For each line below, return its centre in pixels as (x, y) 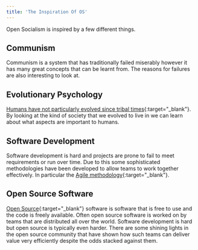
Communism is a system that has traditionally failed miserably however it (97, 63)
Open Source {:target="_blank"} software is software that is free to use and (99, 208)
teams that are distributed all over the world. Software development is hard (99, 221)
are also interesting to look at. (43, 76)
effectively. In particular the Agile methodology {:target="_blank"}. (88, 175)
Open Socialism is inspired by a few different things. (71, 29)
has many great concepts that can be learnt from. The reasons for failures (98, 69)
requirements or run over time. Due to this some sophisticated (83, 162)
